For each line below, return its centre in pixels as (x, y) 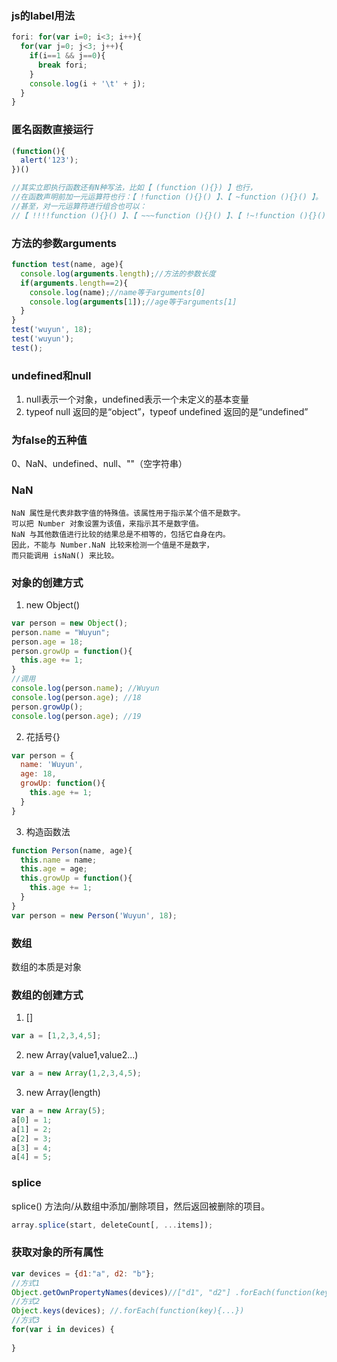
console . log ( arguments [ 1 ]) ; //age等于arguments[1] (133, 302)
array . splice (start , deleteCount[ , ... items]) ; (112, 1225)
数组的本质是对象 (46, 966)
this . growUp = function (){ (76, 878)
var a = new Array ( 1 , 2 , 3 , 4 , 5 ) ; (76, 1073)
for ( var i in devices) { (63, 1330)
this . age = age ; (54, 869)
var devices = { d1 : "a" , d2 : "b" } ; (83, 1273)
